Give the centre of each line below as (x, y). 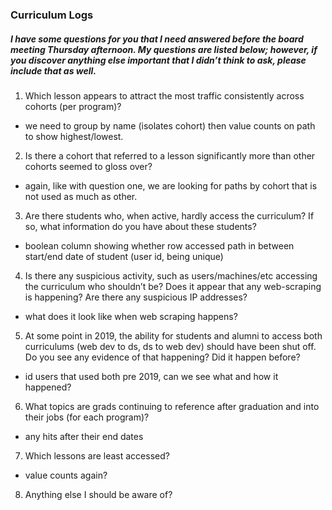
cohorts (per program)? (73, 106)
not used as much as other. (81, 196)
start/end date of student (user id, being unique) (124, 256)
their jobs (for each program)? (87, 417)
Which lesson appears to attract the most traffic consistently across (164, 95)
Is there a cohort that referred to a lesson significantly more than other (170, 155)
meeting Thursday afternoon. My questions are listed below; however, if (164, 49)
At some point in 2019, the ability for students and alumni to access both (173, 335)
